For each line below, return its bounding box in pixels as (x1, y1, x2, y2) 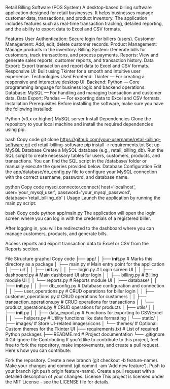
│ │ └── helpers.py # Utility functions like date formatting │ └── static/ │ (5, 315, 159, 321)
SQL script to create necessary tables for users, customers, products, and (5, 152, 160, 158)
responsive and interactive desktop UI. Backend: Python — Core (5, 79, 140, 85)
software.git (5, 142, 30, 148)
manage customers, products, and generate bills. (5, 231, 108, 237)
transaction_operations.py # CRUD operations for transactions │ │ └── (5, 299, 154, 305)
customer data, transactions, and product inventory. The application (5, 15, 148, 21)
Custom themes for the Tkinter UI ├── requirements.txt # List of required (5, 326, 159, 332)
